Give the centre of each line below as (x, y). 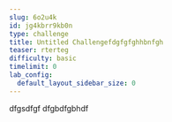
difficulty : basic (43, 58)
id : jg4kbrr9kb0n (41, 26)
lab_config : (31, 75)
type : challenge (39, 34)
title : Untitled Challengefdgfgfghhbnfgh (86, 42)
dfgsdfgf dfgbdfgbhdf (49, 108)
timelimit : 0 (33, 67)
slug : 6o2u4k (33, 17)
